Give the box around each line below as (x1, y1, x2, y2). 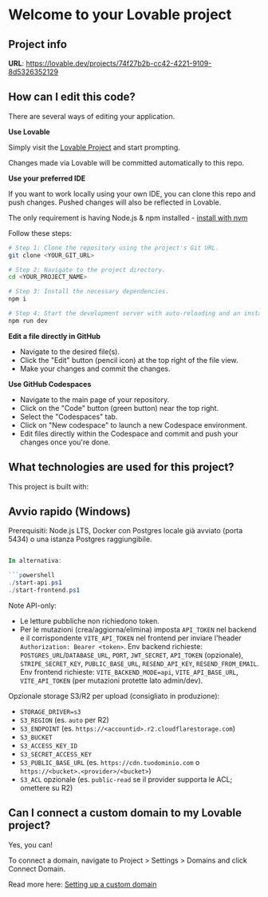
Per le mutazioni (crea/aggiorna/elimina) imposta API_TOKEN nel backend (19, 624, 257, 634)
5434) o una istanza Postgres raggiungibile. (8, 534, 152, 544)
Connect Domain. (8, 863, 66, 873)
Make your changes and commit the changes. (19, 364, 171, 373)
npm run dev (8, 317, 48, 325)
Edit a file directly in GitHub (8, 331, 101, 341)
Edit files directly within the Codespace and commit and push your (19, 429, 238, 438)
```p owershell (8, 572, 56, 580)
